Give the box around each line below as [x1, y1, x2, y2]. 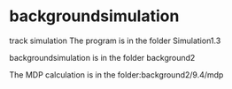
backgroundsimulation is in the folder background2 [9, 52, 196, 63]
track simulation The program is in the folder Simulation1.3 [9, 35, 221, 46]
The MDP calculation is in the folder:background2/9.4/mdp [9, 69, 224, 80]
